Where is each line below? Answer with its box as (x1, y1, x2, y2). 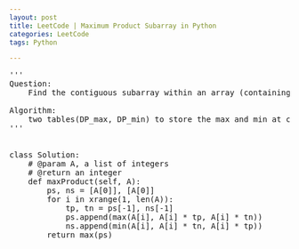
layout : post (9, 12, 58, 22)
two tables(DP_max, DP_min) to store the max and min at (28, 115, 282, 124)
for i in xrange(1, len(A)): (46, 195, 174, 205)
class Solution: (9, 150, 80, 160)
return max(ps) (46, 230, 113, 240)
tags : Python (9, 37, 58, 47)
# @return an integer (28, 168, 123, 178)
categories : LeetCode (9, 29, 90, 38)
